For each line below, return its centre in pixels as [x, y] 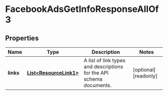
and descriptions [103, 67]
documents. [97, 85]
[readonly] [145, 76]
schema [93, 79]
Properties [22, 38]
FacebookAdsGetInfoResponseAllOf [82, 9]
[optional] [144, 70]
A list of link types [105, 60]
